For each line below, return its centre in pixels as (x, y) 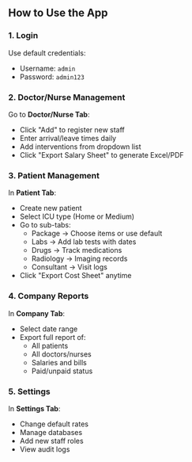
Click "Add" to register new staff (72, 129)
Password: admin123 (52, 76)
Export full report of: (53, 337)
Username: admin (47, 68)
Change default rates (54, 424)
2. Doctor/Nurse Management (67, 97)
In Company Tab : (37, 313)
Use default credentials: (47, 53)
